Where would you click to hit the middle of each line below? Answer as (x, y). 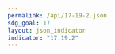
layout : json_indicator (47, 30)
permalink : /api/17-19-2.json (57, 15)
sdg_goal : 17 (29, 23)
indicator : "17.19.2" (43, 38)
